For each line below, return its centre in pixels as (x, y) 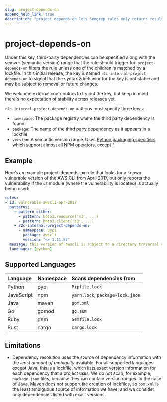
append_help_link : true (30, 14)
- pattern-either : (33, 212)
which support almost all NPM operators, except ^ (64, 145)
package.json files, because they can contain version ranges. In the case (87, 379)
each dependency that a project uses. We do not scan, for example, (82, 373)
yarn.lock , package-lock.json (106, 295)
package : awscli (40, 235)
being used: (17, 189)
